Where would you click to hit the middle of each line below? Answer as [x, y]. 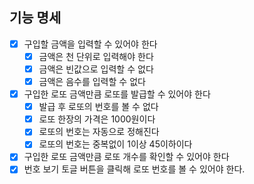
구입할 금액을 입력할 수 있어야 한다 [90, 44]
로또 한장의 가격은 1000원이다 [97, 119]
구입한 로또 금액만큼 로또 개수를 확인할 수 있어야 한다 [126, 157]
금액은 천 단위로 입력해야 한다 [96, 56]
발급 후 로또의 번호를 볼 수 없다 [98, 107]
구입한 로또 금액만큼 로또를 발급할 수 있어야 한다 [117, 94]
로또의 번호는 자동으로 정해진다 [99, 132]
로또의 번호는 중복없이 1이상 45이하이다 [115, 144]
